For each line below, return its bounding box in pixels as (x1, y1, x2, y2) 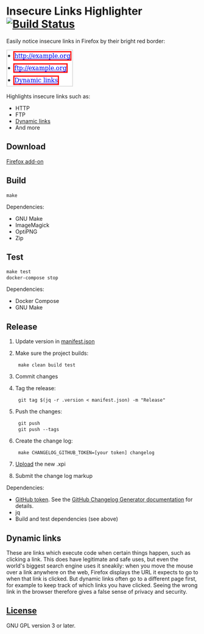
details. (15, 502, 34, 510)
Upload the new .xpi (15, 460, 66, 468)
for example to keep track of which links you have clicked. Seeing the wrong (6, 582, 198, 589)
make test (6, 269, 32, 275)
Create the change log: (15, 437, 73, 444)
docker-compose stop (6, 275, 59, 281)
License (6, 605, 37, 616)
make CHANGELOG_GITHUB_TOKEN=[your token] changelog (18, 450, 155, 456)
